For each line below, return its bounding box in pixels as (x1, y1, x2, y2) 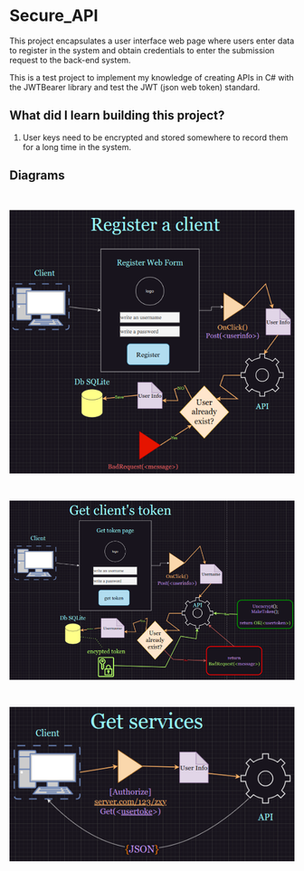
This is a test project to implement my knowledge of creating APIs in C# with (9, 71, 294, 82)
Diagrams (9, 168, 65, 184)
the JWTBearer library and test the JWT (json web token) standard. (9, 81, 261, 92)
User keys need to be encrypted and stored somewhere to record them (22, 132, 289, 143)
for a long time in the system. (22, 141, 131, 152)
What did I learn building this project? (9, 108, 225, 123)
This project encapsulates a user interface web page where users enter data (9, 35, 295, 46)
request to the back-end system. (9, 54, 131, 65)
